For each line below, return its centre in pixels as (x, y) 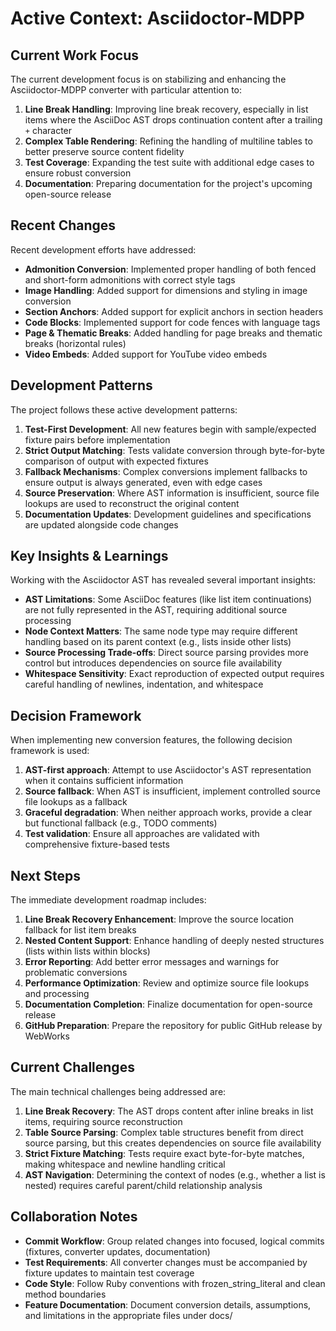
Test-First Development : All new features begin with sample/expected (170, 429)
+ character (48, 130)
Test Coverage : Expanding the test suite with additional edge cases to (169, 162)
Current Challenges (72, 1067)
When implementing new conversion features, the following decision (151, 740)
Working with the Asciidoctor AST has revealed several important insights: (163, 580)
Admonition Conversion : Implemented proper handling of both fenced (170, 269)
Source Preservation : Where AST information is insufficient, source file (172, 493)
